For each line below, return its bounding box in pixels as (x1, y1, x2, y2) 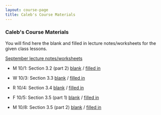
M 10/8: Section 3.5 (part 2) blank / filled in (12, 104, 102, 110)
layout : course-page (5, 7, 49, 13)
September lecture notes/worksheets (5, 55, 83, 61)
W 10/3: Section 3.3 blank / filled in (12, 75, 85, 81)
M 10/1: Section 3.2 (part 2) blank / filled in (12, 65, 101, 71)
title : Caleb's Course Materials (5, 12, 76, 17)
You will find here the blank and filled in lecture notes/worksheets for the (5, 40, 156, 46)
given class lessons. (5, 45, 47, 51)
